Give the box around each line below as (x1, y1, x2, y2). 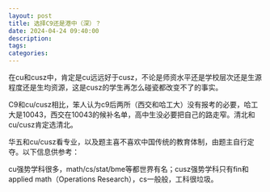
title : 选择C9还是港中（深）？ (8, 19, 102, 27)
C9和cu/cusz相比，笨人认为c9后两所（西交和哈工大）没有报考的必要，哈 (8, 100, 251, 109)
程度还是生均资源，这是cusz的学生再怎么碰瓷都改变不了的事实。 (8, 82, 223, 92)
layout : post (8, 11, 53, 20)
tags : (8, 42, 27, 50)
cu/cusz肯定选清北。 (8, 120, 78, 129)
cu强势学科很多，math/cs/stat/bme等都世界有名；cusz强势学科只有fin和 (8, 165, 249, 173)
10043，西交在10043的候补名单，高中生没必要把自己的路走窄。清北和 (22, 110, 256, 119)
